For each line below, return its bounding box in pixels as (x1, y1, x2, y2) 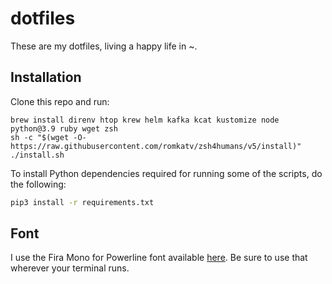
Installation (10, 69, 82, 86)
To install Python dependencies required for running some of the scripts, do (10, 167, 323, 179)
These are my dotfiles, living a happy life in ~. (10, 40, 198, 52)
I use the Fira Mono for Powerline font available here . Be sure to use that (10, 252, 308, 264)
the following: (10, 178, 67, 190)
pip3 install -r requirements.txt (10, 197, 155, 207)
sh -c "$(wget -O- (10, 132, 87, 142)
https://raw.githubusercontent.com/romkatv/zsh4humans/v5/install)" (10, 141, 302, 151)
